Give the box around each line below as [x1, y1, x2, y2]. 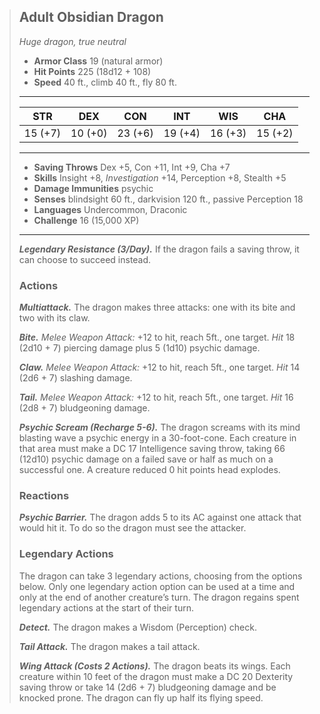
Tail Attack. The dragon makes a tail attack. [18, 640, 201, 652]
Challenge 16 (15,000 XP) [33, 214, 140, 226]
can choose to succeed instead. [18, 253, 152, 265]
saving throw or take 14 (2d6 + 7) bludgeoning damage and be [18, 681, 277, 693]
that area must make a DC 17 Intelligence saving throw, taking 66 [18, 443, 286, 455]
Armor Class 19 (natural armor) [33, 55, 164, 67]
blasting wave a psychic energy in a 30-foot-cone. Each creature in [18, 432, 297, 444]
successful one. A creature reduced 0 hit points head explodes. [18, 464, 281, 476]
